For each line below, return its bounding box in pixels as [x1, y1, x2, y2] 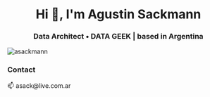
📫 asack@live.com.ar [7, 81, 71, 90]
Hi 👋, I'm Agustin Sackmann [35, 6, 202, 22]
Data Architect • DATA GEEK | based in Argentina [33, 32, 204, 41]
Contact [7, 65, 36, 75]
